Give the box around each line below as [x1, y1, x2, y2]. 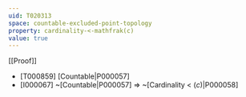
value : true [8, 34, 48, 42]
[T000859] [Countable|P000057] [19, 71, 130, 81]
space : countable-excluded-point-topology [8, 19, 152, 27]
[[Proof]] [8, 56, 38, 66]
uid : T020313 [8, 11, 52, 20]
